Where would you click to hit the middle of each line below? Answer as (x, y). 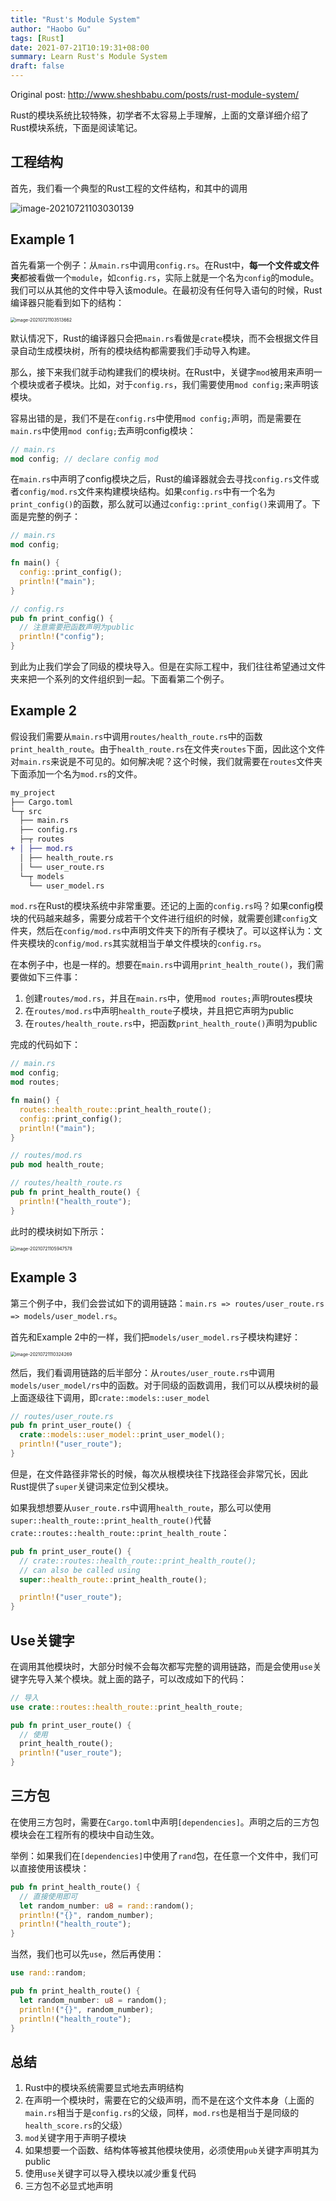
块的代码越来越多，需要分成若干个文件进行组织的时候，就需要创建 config (159, 918)
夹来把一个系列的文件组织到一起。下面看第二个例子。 (120, 679)
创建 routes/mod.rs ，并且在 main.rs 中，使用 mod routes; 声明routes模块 (168, 998)
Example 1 (42, 239)
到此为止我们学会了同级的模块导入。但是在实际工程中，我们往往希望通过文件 (168, 666)
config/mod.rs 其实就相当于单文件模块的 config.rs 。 (160, 943)
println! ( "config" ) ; (62, 637)
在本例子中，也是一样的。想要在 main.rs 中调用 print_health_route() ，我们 (163, 965)
